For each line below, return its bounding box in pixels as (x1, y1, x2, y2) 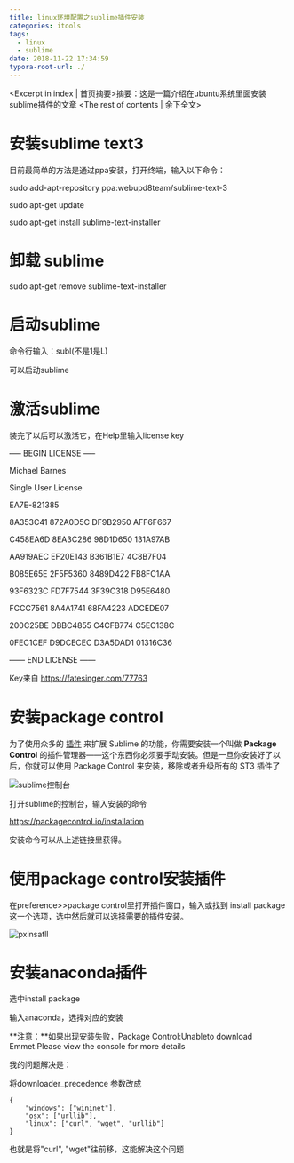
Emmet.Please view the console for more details (9, 1041, 186, 1052)
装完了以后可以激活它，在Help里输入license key (9, 430, 185, 441)
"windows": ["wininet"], (25, 1103, 117, 1113)
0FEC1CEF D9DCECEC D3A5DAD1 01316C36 (9, 637, 173, 648)
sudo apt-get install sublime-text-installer (9, 217, 161, 227)
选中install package (9, 993, 81, 1004)
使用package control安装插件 (9, 868, 226, 888)
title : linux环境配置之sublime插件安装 (9, 12, 145, 22)
